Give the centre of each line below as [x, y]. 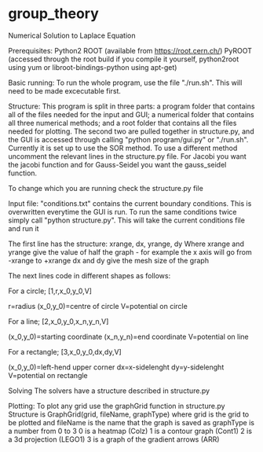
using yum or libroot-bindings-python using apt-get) [93, 67]
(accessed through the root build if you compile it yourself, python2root [124, 59]
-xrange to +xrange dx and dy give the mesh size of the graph [109, 260]
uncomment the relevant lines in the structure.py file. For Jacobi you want [128, 156]
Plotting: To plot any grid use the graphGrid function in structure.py [117, 406]
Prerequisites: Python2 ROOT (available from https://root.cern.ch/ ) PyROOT [130, 50]
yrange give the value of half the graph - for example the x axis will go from [130, 252]
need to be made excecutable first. [65, 90]
